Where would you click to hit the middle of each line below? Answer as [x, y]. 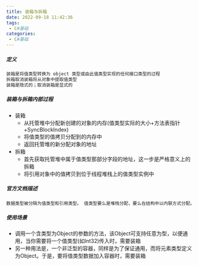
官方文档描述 [22, 189]
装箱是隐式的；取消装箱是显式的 [40, 85]
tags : [13, 23]
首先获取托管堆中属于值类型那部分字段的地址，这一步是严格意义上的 [107, 159]
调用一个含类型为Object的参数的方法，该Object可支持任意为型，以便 [99, 233]
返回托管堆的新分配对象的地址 [60, 144]
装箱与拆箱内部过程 [30, 99]
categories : [21, 34]
